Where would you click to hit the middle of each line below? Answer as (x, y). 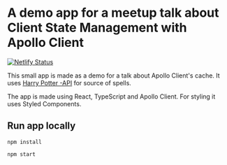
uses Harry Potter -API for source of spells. (69, 82)
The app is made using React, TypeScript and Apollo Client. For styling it (111, 96)
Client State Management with (97, 28)
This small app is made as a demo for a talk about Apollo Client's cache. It (113, 76)
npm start (22, 154)
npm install (24, 142)
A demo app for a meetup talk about (113, 13)
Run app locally (42, 126)
